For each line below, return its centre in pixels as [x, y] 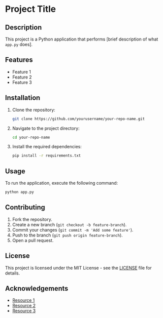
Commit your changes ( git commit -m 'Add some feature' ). [73, 230]
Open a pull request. [33, 240]
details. [13, 273]
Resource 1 [23, 300]
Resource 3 [24, 311]
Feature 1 [21, 72]
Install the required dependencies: [47, 147]
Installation [23, 98]
